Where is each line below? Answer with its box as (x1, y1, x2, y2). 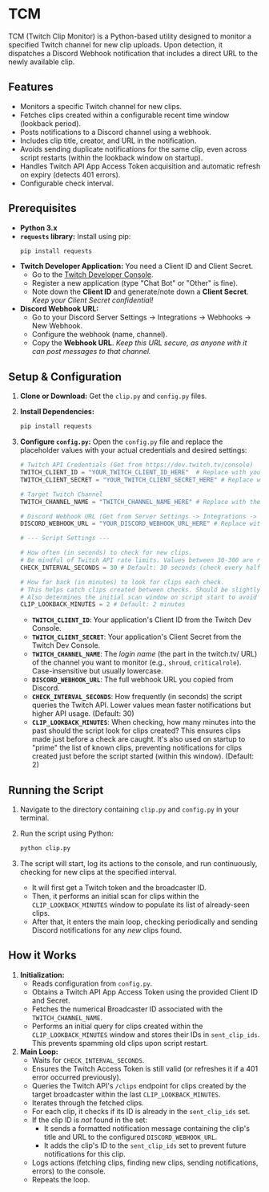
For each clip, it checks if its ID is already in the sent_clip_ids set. (31, 1106, 251, 1116)
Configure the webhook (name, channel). (31, 330, 168, 340)
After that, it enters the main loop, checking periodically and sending (31, 917, 259, 926)
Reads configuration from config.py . (31, 978, 153, 988)
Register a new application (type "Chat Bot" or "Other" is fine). (31, 279, 239, 288)
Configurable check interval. (19, 178, 114, 188)
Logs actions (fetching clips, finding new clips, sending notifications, (31, 1157, 259, 1167)
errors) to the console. (31, 1166, 106, 1176)
